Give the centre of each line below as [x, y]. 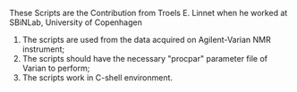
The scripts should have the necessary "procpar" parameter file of [145, 59]
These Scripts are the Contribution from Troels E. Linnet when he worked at [148, 13]
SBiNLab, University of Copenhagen [76, 22]
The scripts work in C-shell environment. [97, 78]
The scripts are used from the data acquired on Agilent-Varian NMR [146, 40]
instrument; [43, 49]
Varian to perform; [56, 68]
